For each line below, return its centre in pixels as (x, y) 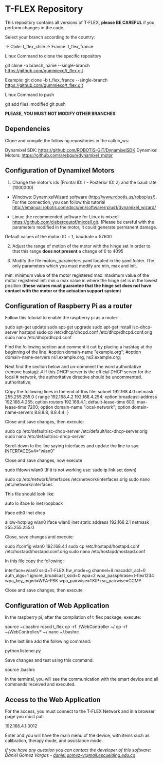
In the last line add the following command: (48, 641)
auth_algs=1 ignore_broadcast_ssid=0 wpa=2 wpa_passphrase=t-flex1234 (80, 575)
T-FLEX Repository (44, 9)
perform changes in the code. (35, 27)
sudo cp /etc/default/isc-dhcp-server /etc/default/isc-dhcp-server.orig (76, 431)
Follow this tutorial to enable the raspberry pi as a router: (62, 318)
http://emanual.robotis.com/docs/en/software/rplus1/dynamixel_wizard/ (84, 207)
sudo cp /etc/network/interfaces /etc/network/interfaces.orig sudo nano (77, 479)
